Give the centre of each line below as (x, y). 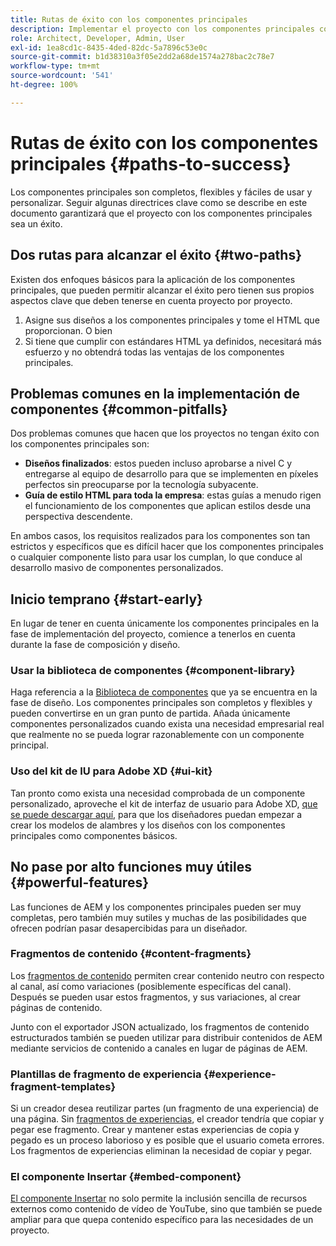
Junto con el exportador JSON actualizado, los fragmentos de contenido (160, 1027)
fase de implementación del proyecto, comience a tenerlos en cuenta (153, 634)
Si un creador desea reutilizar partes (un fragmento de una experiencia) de (164, 1108)
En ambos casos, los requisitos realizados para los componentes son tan (160, 536)
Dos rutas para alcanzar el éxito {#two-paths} (156, 255)
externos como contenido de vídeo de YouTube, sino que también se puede (166, 1209)
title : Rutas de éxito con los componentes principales (129, 19)
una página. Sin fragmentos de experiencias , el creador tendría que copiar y (167, 1119)
